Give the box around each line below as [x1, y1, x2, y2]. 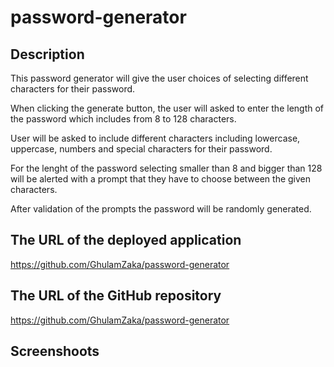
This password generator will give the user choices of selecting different [10, 72, 309, 84]
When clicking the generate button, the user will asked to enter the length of [10, 102, 325, 114]
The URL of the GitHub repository [10, 287, 222, 305]
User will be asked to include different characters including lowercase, [10, 132, 301, 144]
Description [10, 46, 85, 63]
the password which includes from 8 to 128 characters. [10, 113, 237, 125]
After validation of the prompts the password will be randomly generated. [10, 203, 312, 215]
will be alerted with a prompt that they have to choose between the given [10, 173, 312, 185]
